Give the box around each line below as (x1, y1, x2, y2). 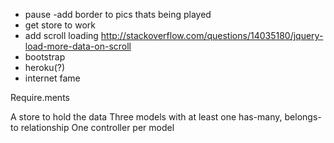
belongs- (284, 111, 322, 123)
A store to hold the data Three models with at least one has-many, (10, 111, 283, 123)
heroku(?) (24, 62, 66, 73)
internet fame (24, 72, 81, 84)
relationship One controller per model (20, 122, 175, 133)
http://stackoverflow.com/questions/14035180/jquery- (100, 30, 324, 41)
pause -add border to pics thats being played (24, 9, 212, 20)
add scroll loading (24, 30, 99, 41)
